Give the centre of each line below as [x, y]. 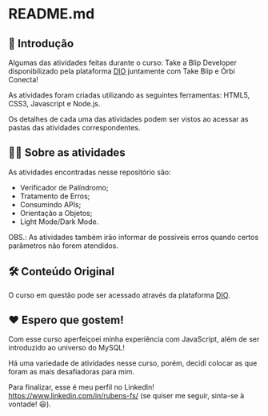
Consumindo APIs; [50, 204]
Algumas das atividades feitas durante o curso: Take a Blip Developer [123, 62]
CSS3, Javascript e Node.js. [54, 104]
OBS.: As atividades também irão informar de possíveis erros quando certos [134, 237]
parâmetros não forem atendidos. [63, 246]
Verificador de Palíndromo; [64, 187]
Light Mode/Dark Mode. [59, 222]
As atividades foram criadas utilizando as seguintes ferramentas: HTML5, [129, 95]
